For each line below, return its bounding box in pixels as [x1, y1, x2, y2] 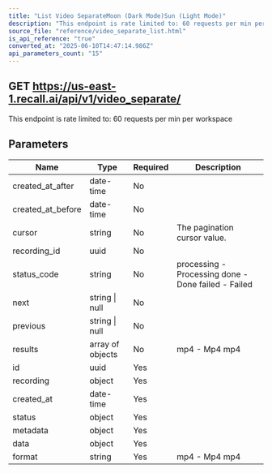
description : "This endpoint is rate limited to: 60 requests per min [8, 19, 252, 28]
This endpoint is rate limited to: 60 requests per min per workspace [8, 114, 233, 123]
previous [12, 320, 46, 331]
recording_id [12, 245, 61, 256]
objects [89, 348, 118, 359]
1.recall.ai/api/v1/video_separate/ [8, 92, 181, 106]
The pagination [176, 221, 235, 233]
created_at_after [12, 180, 74, 191]
